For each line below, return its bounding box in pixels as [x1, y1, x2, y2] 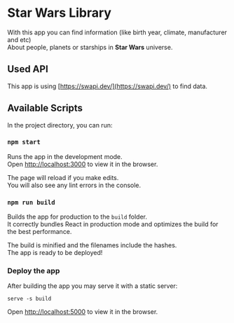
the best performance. [7, 228, 72, 236]
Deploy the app [7, 266, 60, 276]
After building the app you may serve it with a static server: [7, 282, 178, 290]
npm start [7, 138, 41, 146]
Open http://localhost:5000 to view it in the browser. [7, 308, 158, 316]
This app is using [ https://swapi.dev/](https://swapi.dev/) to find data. [7, 82, 208, 90]
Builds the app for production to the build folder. [7, 212, 148, 221]
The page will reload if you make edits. [7, 173, 119, 181]
